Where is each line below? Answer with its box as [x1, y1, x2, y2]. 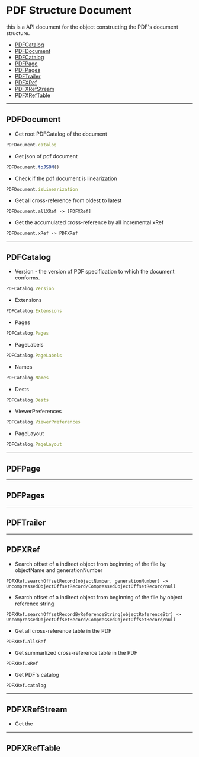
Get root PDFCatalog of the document [14, 130, 108, 137]
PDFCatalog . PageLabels [6, 352, 62, 359]
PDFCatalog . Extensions [6, 308, 62, 314]
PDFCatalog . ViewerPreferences [6, 419, 81, 425]
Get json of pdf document [14, 152, 78, 159]
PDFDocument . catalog [6, 142, 57, 147]
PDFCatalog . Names [6, 375, 49, 381]
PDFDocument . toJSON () [6, 164, 60, 170]
